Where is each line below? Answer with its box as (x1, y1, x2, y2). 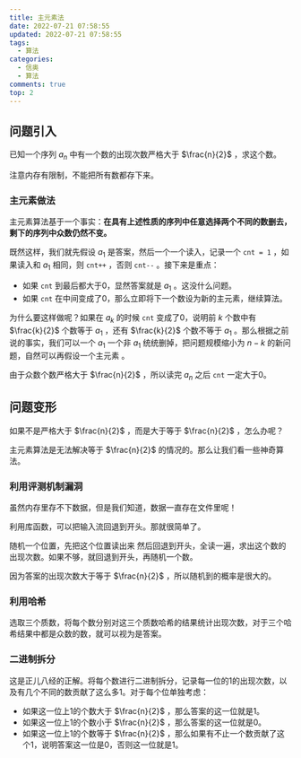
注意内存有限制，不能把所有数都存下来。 (9, 170, 159, 180)
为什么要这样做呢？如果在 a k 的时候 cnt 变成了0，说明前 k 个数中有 (9, 311, 257, 325)
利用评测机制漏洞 (9, 480, 83, 492)
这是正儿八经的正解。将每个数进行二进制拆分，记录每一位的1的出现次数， (9, 675, 279, 686)
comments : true (9, 80, 66, 89)
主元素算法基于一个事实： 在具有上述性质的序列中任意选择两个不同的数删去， (9, 216, 292, 227)
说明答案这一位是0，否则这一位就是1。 (41, 739, 184, 750)
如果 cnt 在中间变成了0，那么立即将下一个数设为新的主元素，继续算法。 (21, 292, 288, 303)
